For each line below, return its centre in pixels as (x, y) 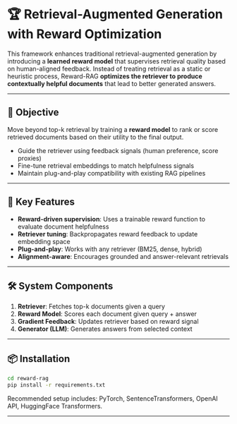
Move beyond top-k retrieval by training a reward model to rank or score (113, 129)
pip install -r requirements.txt (56, 385)
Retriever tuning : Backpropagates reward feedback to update (108, 234)
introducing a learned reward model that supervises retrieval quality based (116, 61)
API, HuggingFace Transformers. (55, 406)
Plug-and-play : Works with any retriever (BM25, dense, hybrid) (110, 249)
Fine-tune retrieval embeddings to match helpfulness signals (106, 165)
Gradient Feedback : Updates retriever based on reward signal (108, 322)
